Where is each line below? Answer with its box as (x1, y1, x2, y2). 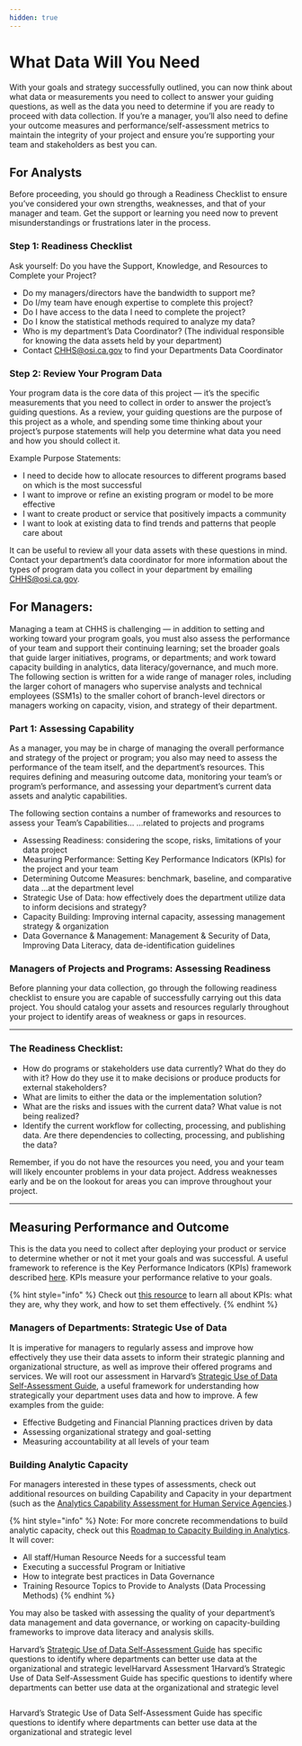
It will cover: (9, 1535, 55, 1546)
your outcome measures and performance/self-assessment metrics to (9, 120, 270, 130)
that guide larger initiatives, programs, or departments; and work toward (9, 652, 277, 663)
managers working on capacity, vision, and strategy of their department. (9, 699, 278, 710)
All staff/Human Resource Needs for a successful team (22, 1552, 226, 1563)
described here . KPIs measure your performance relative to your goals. (9, 1272, 272, 1283)
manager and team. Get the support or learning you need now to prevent (9, 208, 279, 218)
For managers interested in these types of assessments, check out (9, 1479, 256, 1490)
